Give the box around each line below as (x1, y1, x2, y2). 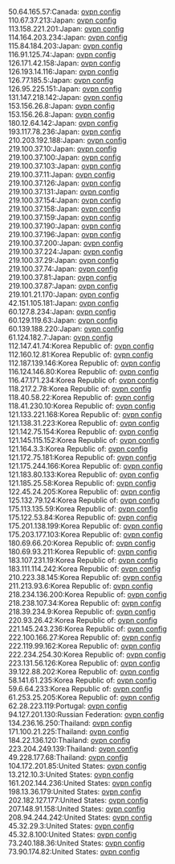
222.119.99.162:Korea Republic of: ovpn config (8, 641, 161, 650)
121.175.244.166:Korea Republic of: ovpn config (8, 461, 163, 470)
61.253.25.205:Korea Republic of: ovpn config (8, 693, 161, 702)
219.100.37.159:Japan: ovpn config (8, 213, 121, 222)
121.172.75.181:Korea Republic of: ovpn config (8, 453, 157, 462)
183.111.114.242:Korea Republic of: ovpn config (8, 564, 161, 574)
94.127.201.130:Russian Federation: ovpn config (8, 710, 165, 719)
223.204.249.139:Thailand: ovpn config (8, 744, 139, 753)
